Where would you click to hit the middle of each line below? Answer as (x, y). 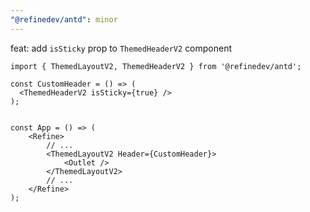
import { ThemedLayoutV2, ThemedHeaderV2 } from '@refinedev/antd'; (156, 66)
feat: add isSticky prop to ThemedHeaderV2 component (121, 48)
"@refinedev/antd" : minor (64, 19)
